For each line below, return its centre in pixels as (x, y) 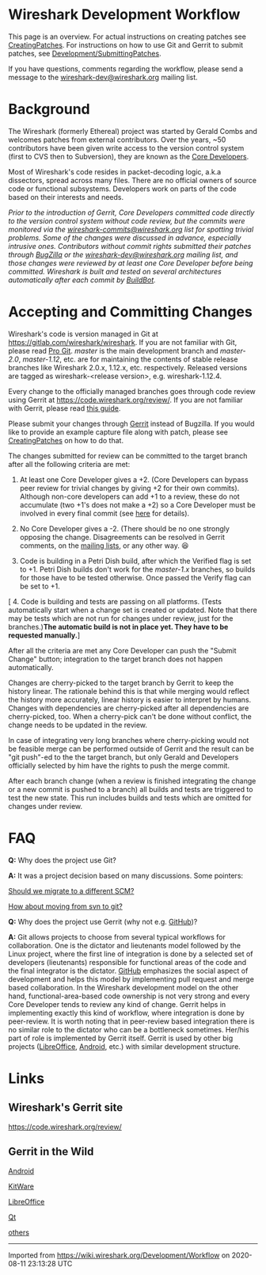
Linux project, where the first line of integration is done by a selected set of (131, 954)
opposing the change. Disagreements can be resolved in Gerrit (122, 537)
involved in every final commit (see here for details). (104, 513)
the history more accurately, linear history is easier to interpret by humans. (130, 699)
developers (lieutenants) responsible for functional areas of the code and (127, 962)
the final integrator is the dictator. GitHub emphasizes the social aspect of (128, 971)
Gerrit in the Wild (51, 1152)
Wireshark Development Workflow (124, 15)
